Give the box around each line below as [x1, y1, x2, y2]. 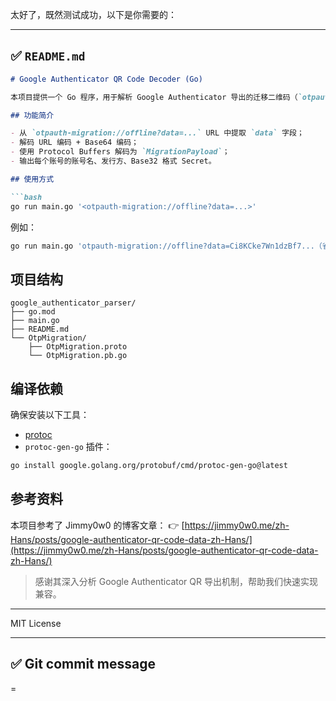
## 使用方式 [10, 174, 55, 184]
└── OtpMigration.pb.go [28, 351, 128, 361]
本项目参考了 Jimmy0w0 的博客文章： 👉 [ [10, 519, 185, 531]
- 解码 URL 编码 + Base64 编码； [10, 138, 139, 148]
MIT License [10, 617, 62, 629]
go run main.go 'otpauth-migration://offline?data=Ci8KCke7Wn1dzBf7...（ [10, 241, 323, 251]
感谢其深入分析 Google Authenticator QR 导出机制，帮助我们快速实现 [34, 575, 318, 587]
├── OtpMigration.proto [28, 342, 128, 352]
